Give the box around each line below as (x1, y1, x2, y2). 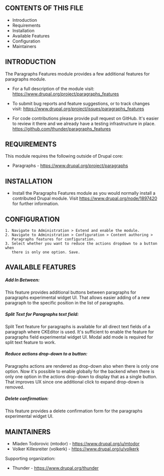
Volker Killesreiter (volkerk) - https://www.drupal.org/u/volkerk (12, 446, 139, 452)
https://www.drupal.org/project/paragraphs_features (12, 91, 119, 97)
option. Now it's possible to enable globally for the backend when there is (5, 368, 155, 375)
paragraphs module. (5, 76, 46, 82)
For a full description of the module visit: (12, 86, 95, 91)
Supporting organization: (5, 456, 56, 462)
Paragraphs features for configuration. (11, 237, 96, 242)
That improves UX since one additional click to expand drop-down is (5, 379, 144, 385)
